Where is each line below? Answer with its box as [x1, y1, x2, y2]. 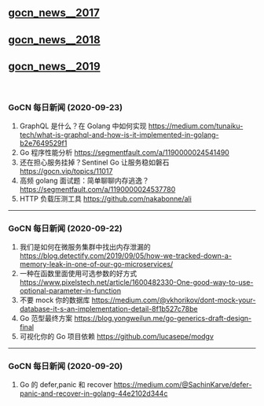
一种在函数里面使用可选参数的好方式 [19, 269, 137, 279]
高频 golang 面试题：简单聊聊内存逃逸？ [19, 175, 149, 185]
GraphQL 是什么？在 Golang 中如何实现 [19, 121, 147, 131]
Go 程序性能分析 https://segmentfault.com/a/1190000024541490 [19, 147, 229, 157]
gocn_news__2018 [8, 33, 101, 46]
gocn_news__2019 [8, 60, 101, 73]
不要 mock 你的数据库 [19, 295, 90, 305]
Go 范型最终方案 [19, 314, 73, 323]
